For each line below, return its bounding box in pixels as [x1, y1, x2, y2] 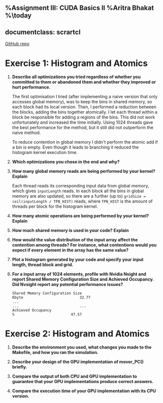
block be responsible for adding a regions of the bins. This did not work [12, 114, 155, 120]
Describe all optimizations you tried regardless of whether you [12, 74, 141, 80]
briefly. [12, 364, 28, 370]
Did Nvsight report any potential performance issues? [12, 282, 123, 287]
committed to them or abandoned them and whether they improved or [12, 79, 156, 85]
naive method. [12, 130, 41, 135]
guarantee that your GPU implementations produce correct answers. [12, 379, 154, 385]
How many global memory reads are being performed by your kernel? [12, 168, 155, 174]
